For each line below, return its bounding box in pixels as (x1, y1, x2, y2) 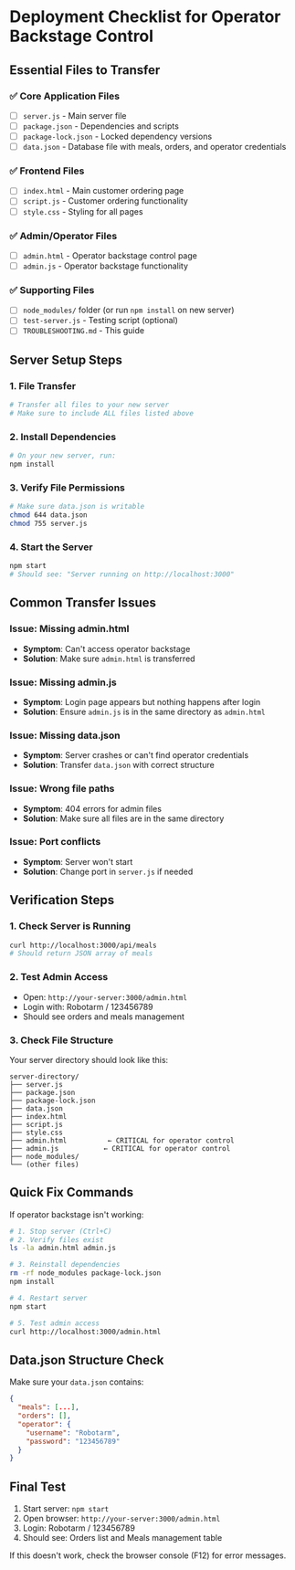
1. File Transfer (9, 379, 76, 392)
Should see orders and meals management (22, 1011, 185, 1022)
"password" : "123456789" (26, 1437, 121, 1446)
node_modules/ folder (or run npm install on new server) (22, 304, 235, 316)
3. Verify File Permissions (9, 481, 125, 494)
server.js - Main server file (22, 110, 127, 121)
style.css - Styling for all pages (22, 205, 143, 216)
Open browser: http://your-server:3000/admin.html (22, 1513, 221, 1524)
